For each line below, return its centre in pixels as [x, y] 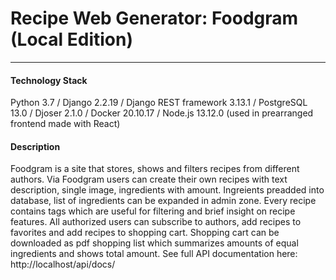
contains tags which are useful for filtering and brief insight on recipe [153, 211]
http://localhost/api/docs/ [63, 264]
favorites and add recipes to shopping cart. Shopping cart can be [145, 233]
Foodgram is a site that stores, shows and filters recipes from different [155, 169]
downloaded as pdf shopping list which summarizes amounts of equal [154, 243]
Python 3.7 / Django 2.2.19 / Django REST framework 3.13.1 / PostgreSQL [159, 103]
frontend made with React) [65, 124]
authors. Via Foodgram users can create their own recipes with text [149, 179]
